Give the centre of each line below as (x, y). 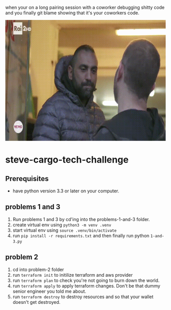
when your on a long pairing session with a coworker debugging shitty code (85, 7)
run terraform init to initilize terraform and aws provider (73, 275)
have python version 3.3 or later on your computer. (66, 191)
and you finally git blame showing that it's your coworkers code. (73, 13)
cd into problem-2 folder (38, 269)
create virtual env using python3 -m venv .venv (62, 225)
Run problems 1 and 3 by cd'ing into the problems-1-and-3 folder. (81, 219)
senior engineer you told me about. (49, 291)
